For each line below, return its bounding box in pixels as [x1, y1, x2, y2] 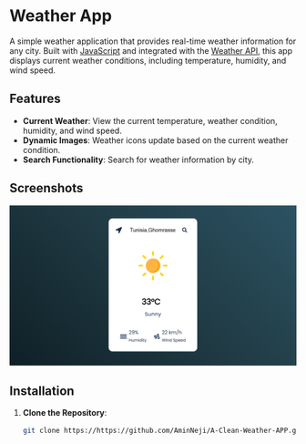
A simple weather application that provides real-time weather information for [9, 36, 297, 46]
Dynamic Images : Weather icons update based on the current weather [22, 134, 289, 146]
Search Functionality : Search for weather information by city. [22, 154, 255, 165]
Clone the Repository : [22, 408, 107, 418]
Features [9, 91, 61, 107]
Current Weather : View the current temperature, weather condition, [22, 115, 278, 126]
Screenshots [9, 181, 84, 196]
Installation [9, 383, 75, 398]
